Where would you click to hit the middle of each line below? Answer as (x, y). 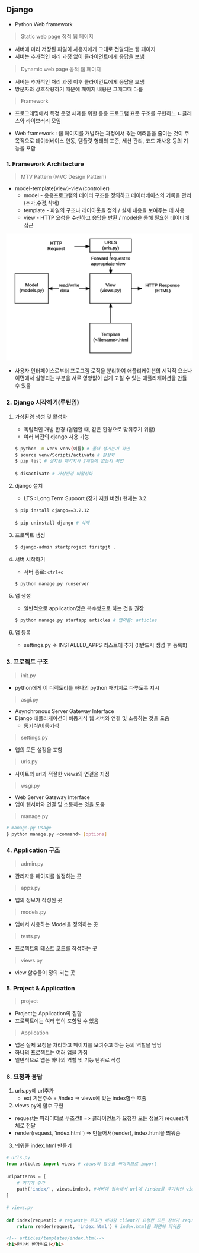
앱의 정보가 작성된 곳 (38, 900)
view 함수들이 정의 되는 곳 (45, 972)
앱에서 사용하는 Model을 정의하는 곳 (57, 924)
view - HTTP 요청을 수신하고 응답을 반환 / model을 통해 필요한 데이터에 (106, 218)
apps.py (31, 888)
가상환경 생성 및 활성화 (41, 416)
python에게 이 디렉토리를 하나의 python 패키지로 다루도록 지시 (87, 687)
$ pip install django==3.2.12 (52, 510)
